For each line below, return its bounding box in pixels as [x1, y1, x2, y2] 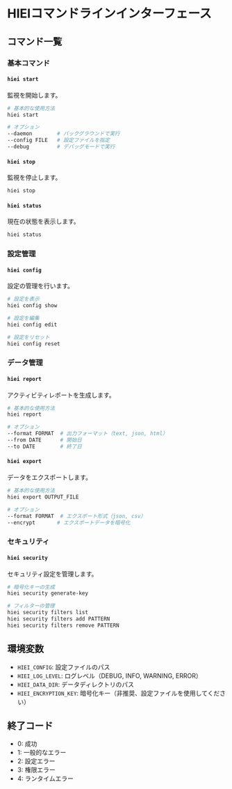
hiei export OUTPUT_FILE [7, 493, 79, 501]
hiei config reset [7, 340, 60, 347]
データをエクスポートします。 [7, 474, 92, 482]
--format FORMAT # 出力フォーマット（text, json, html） [7, 430, 168, 437]
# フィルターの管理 [7, 602, 56, 609]
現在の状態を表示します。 [7, 217, 80, 226]
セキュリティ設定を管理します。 [7, 570, 98, 578]
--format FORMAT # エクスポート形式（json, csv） [7, 513, 147, 520]
